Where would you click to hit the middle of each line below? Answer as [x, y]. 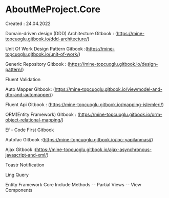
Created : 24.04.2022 [28, 23]
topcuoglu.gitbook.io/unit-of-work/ [42, 54]
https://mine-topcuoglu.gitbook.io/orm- [121, 114]
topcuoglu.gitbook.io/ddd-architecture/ [47, 39]
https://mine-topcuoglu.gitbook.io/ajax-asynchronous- [94, 150]
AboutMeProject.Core [53, 9]
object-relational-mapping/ [34, 120]
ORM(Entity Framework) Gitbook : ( [42, 114]
